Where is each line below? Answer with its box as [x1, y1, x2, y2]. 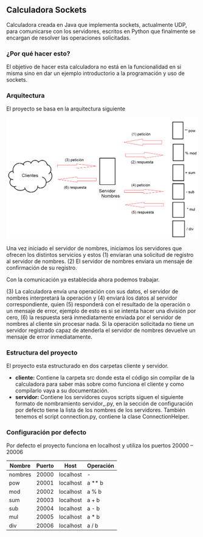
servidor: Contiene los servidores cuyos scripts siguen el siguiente [15, 394, 184, 401]
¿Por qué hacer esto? [6, 49, 71, 57]
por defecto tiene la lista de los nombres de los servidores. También [15, 406, 185, 414]
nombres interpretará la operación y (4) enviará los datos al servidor [6, 294, 177, 301]
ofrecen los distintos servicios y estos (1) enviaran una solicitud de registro [6, 251, 194, 258]
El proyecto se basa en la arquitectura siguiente [6, 105, 126, 112]
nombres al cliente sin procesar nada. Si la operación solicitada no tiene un [6, 320, 194, 327]
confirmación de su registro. [6, 264, 77, 271]
